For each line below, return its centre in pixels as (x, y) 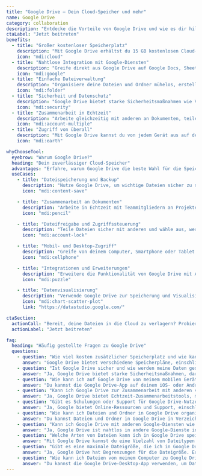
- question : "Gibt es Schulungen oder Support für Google (91, 402)
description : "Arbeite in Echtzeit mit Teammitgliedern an (97, 208)
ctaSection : (21, 318)
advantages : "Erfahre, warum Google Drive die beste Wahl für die (96, 169)
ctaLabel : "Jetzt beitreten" (43, 34)
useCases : (24, 174)
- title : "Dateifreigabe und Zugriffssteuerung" (79, 224)
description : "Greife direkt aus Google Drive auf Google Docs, (99, 68)
